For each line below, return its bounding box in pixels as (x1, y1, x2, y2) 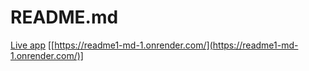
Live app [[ (10, 39, 55, 51)
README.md (10, 6, 119, 29)
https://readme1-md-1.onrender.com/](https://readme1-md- (54, 39, 299, 51)
